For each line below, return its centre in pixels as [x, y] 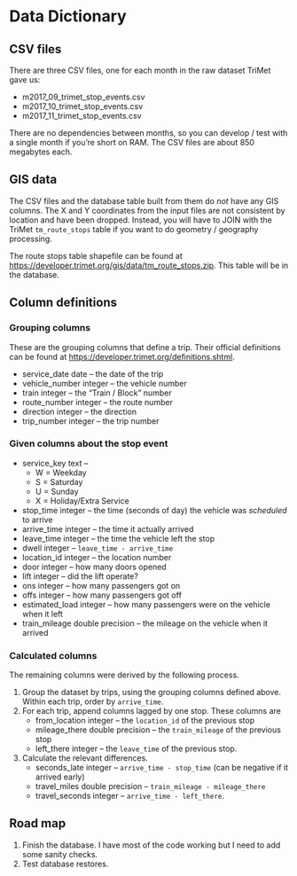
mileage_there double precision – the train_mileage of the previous [158, 730]
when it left [43, 614]
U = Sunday [57, 491]
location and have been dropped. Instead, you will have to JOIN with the [141, 220]
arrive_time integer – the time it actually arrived [108, 528]
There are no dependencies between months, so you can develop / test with [148, 133]
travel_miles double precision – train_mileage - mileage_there [150, 786]
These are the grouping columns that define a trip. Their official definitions [145, 347]
